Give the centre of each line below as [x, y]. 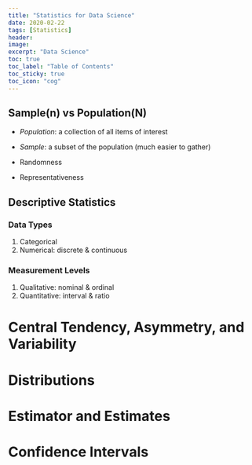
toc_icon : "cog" [35, 81]
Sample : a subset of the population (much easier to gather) [115, 147]
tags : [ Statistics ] [40, 30]
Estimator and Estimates [89, 416]
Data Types [30, 225]
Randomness [41, 163]
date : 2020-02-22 [37, 23]
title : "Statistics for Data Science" [71, 15]
